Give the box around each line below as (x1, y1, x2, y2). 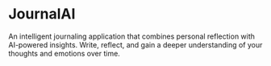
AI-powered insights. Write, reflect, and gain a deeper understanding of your (8, 39, 263, 49)
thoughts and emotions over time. (8, 48, 121, 58)
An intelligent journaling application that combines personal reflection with (8, 31, 256, 41)
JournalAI (8, 5, 76, 23)
